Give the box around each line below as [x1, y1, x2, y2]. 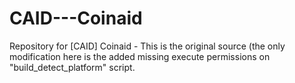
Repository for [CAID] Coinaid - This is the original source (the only [9, 40, 286, 52]
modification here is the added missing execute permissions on [9, 50, 271, 62]
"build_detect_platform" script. [9, 61, 136, 73]
